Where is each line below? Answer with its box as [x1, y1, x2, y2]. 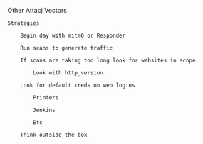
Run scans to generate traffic [20, 45, 113, 52]
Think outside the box [20, 131, 88, 138]
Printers [33, 94, 59, 101]
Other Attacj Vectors [7, 6, 68, 14]
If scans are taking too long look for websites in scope [20, 57, 196, 64]
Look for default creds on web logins [20, 82, 135, 89]
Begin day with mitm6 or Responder [20, 32, 126, 39]
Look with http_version [33, 70, 103, 77]
